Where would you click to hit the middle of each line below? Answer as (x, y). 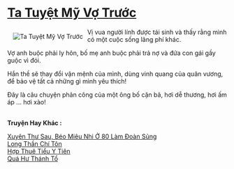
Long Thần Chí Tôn (35, 143)
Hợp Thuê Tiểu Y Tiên (39, 151)
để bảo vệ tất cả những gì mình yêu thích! (67, 81)
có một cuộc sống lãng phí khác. (134, 39)
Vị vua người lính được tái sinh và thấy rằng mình (157, 32)
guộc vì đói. (24, 60)
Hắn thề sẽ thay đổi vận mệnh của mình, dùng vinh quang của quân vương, (115, 74)
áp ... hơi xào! (27, 102)
